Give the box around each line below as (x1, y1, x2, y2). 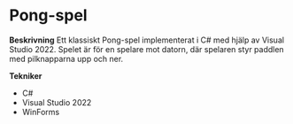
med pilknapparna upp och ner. (9, 53, 124, 64)
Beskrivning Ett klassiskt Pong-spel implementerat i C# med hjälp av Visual (9, 35, 285, 45)
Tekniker (9, 70, 42, 81)
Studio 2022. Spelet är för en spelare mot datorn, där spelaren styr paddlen (9, 43, 285, 54)
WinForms (21, 106, 60, 117)
